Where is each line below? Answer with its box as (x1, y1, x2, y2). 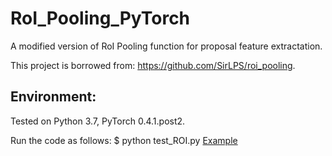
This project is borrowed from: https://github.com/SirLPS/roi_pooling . (10, 59, 296, 71)
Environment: (10, 88, 97, 106)
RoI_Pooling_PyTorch (10, 7, 191, 30)
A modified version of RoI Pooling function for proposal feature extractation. (10, 40, 323, 52)
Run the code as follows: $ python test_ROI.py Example (10, 134, 238, 146)
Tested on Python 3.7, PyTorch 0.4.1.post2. (10, 115, 186, 127)
